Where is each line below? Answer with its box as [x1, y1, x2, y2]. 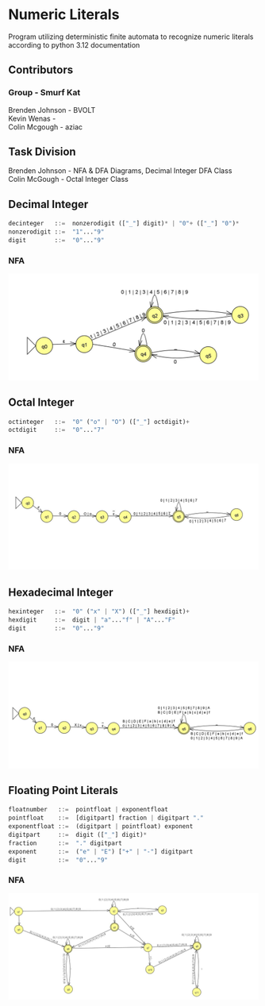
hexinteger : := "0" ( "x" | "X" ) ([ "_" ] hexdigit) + [8, 607, 190, 616]
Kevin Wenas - [8, 114, 56, 123]
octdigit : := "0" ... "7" [8, 426, 105, 434]
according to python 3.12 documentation [8, 40, 140, 49]
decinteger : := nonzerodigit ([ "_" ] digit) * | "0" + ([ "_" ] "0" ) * [8, 220, 240, 228]
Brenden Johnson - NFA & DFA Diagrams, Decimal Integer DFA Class [8, 166, 232, 175]
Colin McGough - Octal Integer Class [8, 175, 129, 184]
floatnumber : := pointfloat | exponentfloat [8, 806, 169, 814]
